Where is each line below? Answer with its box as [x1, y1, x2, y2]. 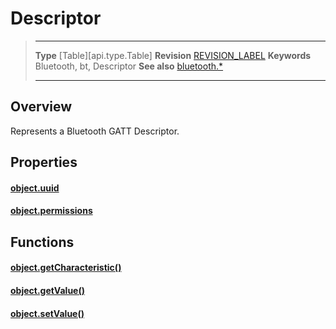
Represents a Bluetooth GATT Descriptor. [10, 125, 180, 137]
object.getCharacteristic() [10, 262, 122, 274]
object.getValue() [10, 284, 85, 296]
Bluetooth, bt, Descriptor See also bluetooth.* [34, 60, 224, 72]
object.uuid [10, 182, 60, 194]
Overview [10, 98, 73, 116]
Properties [10, 154, 78, 171]
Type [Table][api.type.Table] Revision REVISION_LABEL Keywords [34, 49, 312, 61]
